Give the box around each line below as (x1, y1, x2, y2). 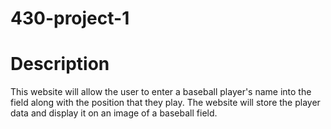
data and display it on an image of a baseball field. (10, 107, 218, 119)
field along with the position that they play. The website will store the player (10, 97, 321, 109)
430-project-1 (10, 7, 130, 30)
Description (10, 53, 110, 76)
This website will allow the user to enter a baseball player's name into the (10, 86, 312, 98)
